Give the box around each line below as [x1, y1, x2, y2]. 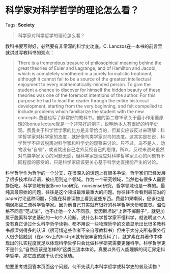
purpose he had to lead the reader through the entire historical [17, 97, 149, 103]
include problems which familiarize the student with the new [17, 108, 144, 115]
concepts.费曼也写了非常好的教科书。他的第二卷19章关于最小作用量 [17, 114, 159, 120]
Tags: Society [5, 21, 35, 28]
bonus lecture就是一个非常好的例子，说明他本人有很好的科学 [26, 121, 154, 127]
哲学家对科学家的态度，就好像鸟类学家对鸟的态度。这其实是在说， [22, 133, 161, 140]
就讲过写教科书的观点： [5, 49, 54, 56]
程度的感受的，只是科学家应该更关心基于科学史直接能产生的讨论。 [22, 159, 161, 165]
